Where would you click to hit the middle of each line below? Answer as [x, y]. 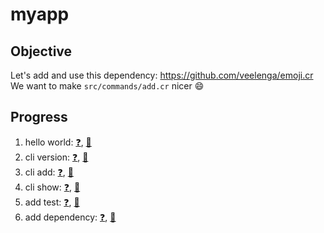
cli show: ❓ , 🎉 [52, 187]
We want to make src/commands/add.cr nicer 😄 [107, 86]
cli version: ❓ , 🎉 [56, 157]
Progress [39, 117]
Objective [41, 51]
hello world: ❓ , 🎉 [58, 142]
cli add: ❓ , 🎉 [49, 172]
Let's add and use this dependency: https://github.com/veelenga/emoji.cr [162, 75]
